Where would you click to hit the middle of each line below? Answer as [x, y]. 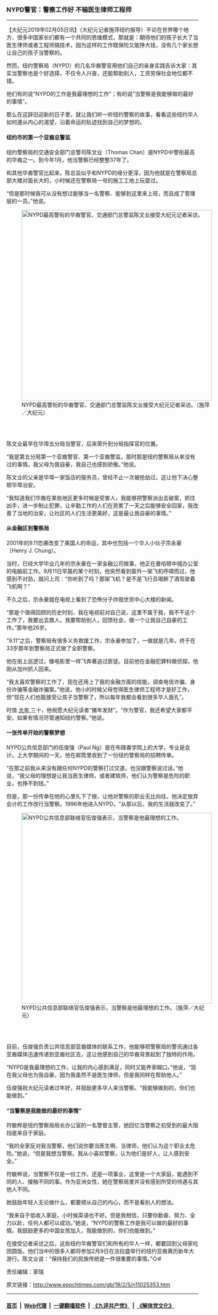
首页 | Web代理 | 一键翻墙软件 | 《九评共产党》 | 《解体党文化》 [90, 1305]
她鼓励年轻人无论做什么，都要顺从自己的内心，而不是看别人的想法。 [92, 1202]
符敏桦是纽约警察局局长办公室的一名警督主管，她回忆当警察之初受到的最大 [100, 1125]
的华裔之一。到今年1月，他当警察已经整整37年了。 [69, 159]
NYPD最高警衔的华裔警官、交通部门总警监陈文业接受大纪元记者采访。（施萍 [116, 405]
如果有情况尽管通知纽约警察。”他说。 [62, 717]
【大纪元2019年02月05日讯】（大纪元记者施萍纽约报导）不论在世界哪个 [95, 30]
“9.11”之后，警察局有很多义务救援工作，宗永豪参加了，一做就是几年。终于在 [101, 640]
